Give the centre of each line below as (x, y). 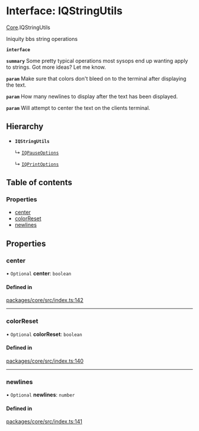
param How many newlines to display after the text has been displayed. (92, 96)
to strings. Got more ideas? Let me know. (56, 67)
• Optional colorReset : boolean (44, 334)
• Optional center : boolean (39, 274)
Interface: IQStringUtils (64, 11)
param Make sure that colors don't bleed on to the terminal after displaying (96, 78)
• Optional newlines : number (41, 395)
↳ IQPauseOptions (37, 152)
